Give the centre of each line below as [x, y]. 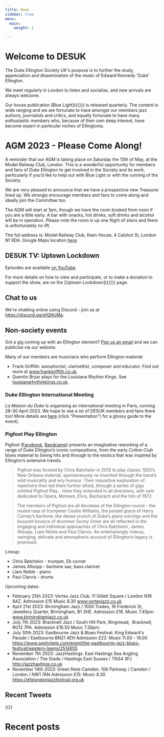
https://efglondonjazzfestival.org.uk [48, 680]
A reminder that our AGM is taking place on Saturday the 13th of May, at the [81, 159]
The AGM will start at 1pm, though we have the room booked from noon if [79, 210]
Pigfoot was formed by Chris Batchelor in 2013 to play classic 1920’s [86, 470]
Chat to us [21, 298]
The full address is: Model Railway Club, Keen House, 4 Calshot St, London [81, 235]
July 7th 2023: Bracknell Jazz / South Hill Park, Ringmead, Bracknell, [82, 622]
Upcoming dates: [23, 586]
